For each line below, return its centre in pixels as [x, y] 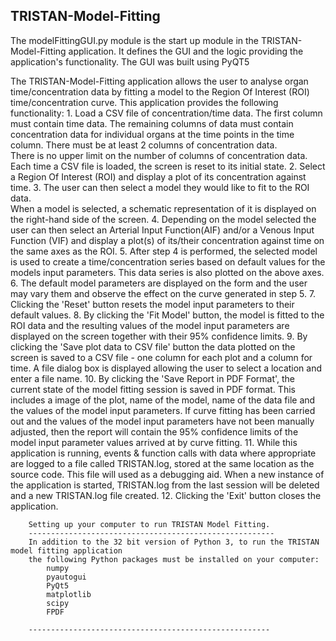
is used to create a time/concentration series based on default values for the [168, 261]
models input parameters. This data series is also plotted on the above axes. [167, 272]
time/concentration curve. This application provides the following [144, 102]
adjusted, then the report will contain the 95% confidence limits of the [154, 431]
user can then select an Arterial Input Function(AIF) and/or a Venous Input [162, 230]
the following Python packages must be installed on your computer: [174, 559]
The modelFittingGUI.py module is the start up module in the [135, 40]
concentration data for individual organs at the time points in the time [152, 134]
